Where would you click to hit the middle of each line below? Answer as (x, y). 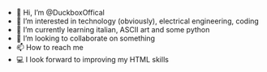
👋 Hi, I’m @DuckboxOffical (60, 13)
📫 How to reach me (50, 47)
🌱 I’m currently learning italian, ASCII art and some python (113, 30)
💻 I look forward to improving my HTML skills (92, 59)
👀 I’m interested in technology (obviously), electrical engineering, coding (138, 21)
